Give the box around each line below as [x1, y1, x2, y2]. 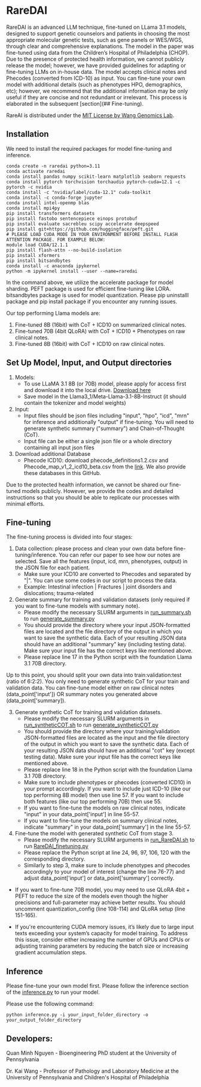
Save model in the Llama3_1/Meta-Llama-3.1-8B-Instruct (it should [23, 393, 187, 400]
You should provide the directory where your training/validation [23, 728, 180, 735]
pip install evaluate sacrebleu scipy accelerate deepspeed [6, 220, 160, 227]
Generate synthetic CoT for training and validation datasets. [14, 709, 162, 716]
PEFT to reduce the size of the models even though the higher [14, 892, 169, 900]
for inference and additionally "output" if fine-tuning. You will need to [23, 418, 194, 425]
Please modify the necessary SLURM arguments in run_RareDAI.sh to [23, 836, 195, 844]
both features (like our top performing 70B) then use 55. [23, 798, 162, 805]
